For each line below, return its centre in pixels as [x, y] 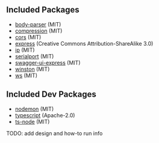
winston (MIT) [32, 69]
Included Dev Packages [51, 95]
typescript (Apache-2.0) [45, 115]
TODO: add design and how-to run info [55, 133]
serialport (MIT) [34, 56]
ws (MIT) [26, 75]
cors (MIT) [28, 37]
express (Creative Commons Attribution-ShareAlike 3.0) [84, 43]
